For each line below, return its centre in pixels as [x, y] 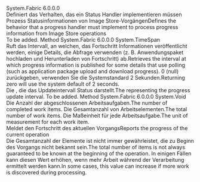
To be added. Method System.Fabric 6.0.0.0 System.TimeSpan [83, 40]
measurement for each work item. [48, 122]
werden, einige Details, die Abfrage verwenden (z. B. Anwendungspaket [95, 52]
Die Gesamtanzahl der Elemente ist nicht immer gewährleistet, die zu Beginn [100, 141]
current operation [28, 134]
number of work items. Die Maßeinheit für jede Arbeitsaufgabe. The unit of [97, 115]
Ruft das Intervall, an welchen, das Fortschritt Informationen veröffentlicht [97, 46]
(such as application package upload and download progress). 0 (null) [93, 71]
